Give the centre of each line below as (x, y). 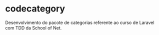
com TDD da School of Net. (33, 27)
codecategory (35, 9)
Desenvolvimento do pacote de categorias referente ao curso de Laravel (80, 22)
